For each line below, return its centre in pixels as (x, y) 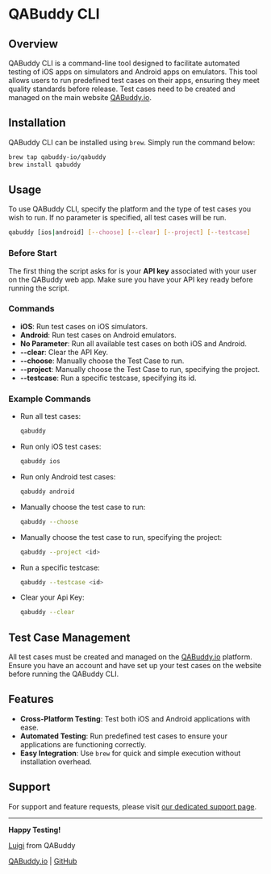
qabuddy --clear (47, 613)
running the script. (39, 288)
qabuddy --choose (49, 521)
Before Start (33, 253)
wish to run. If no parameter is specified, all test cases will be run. (118, 218)
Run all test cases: (50, 416)
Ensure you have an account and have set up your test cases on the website (135, 666)
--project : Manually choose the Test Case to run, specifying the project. (140, 369)
